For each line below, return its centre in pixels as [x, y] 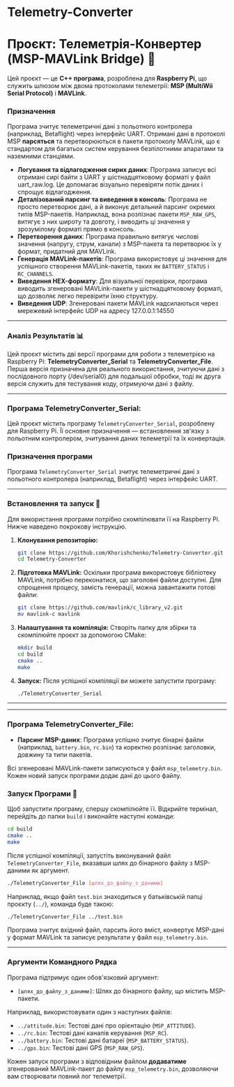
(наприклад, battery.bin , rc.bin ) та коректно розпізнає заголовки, [116, 747]
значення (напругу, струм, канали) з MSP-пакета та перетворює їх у [119, 244]
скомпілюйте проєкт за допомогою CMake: [82, 635]
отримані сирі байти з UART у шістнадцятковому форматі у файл [114, 177]
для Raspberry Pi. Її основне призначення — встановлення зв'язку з [108, 431]
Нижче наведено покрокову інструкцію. [67, 526]
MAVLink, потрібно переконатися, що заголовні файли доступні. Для [119, 580]
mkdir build [34, 648]
